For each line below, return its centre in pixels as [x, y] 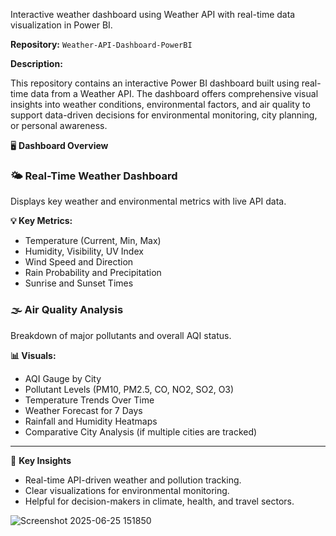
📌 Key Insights [41, 460]
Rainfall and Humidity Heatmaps [91, 421]
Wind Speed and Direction [79, 262]
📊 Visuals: [33, 355]
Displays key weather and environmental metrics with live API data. [148, 201]
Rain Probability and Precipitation [93, 273]
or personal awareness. [59, 125]
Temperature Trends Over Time [89, 400]
